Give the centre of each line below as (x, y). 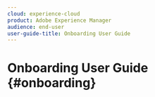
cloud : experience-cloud (44, 14)
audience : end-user (36, 27)
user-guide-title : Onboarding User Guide (69, 33)
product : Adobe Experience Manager (60, 20)
